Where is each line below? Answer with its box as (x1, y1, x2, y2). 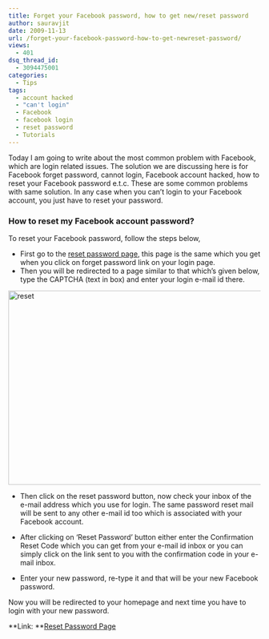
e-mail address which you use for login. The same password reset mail (19, 500, 254, 509)
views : (8, 42, 30, 50)
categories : (8, 71, 48, 79)
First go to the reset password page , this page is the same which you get (19, 249, 261, 259)
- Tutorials (15, 131, 56, 139)
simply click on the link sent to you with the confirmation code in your (19, 549, 250, 559)
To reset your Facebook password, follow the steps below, (8, 233, 201, 243)
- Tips (15, 78, 38, 86)
